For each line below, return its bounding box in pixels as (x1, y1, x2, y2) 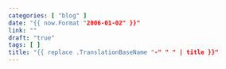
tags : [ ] (8, 41, 41, 49)
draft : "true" (8, 33, 56, 42)
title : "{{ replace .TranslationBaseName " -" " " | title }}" (8, 48, 219, 56)
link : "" (8, 26, 37, 34)
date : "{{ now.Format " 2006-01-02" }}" (8, 19, 141, 27)
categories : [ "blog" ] (8, 11, 88, 20)
